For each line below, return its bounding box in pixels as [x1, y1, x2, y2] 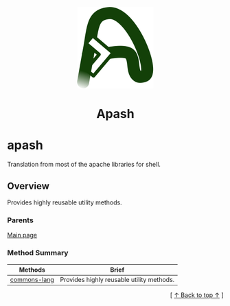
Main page [7, 231, 38, 239]
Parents [7, 215, 34, 225]
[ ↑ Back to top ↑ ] [170, 291, 224, 299]
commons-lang [10, 276, 55, 284]
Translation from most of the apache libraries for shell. [7, 161, 161, 169]
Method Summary [7, 248, 69, 258]
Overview [7, 180, 50, 191]
